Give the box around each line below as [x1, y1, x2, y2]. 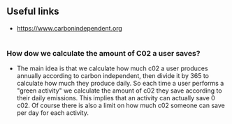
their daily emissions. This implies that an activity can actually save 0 [16, 94, 216, 102]
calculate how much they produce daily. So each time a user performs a [16, 79, 224, 88]
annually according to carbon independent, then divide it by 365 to [16, 72, 209, 80]
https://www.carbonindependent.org [16, 24, 123, 32]
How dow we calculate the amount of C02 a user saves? [6, 49, 201, 58]
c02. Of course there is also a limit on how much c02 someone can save [16, 101, 225, 110]
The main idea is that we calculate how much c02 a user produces [16, 64, 208, 72]
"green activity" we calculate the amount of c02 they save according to [16, 86, 222, 95]
